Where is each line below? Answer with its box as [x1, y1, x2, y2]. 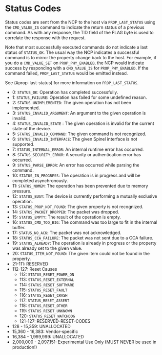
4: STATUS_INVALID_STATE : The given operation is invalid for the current [12, 120, 155, 126]
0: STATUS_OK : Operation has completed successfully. [12, 89, 118, 95]
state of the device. [12, 125, 51, 131]
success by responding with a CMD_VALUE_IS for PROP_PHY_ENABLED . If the [5, 65, 149, 71]
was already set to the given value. [12, 245, 82, 251]
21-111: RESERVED [12, 260, 49, 267]
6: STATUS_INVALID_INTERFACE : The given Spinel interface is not [12, 136, 138, 142]
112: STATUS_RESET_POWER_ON [19, 271, 74, 277]
